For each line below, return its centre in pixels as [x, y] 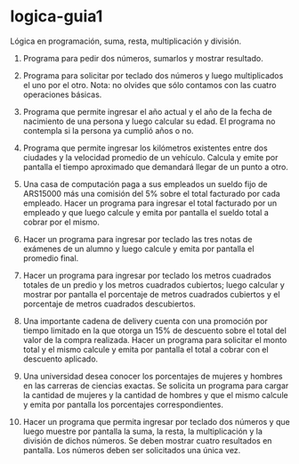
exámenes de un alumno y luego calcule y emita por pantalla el [138, 248]
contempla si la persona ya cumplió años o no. [108, 130]
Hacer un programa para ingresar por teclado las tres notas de [137, 239]
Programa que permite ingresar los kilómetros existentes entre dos [145, 148]
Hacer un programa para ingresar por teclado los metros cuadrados [147, 275]
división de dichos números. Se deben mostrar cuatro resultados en [147, 440]
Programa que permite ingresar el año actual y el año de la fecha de [147, 111]
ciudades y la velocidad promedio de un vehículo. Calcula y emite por [150, 157]
